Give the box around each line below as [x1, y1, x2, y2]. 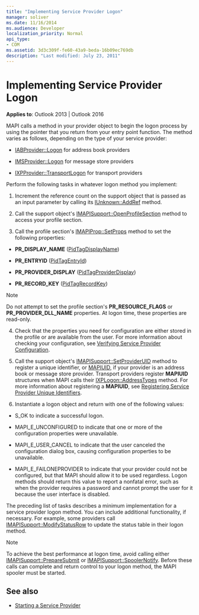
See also [6, 586, 38, 596]
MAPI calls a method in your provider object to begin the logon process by [6, 122, 188, 129]
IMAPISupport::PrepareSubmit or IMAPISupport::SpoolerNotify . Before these [6, 556, 192, 563]
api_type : [6, 36, 31, 42]
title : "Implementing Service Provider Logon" [6, 8, 123, 15]
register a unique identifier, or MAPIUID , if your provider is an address [14, 364, 185, 371]
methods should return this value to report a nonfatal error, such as [14, 478, 179, 485]
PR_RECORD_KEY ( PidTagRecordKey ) [14, 280, 108, 287]
